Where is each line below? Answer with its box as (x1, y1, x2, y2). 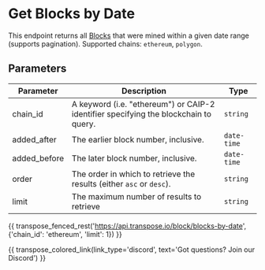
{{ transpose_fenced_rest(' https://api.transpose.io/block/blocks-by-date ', (8, 221, 247, 231)
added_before (12, 153, 65, 164)
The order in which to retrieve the (71, 168, 196, 179)
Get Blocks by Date (8, 5, 136, 23)
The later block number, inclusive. (71, 153, 197, 164)
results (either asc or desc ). (71, 178, 171, 189)
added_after (12, 134, 57, 145)
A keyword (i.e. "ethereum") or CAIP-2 (71, 98, 215, 109)
